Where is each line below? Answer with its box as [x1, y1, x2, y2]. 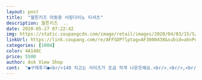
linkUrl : [6, 37, 28, 43]
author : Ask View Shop [6, 59, 63, 65]
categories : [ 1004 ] [6, 43, 55, 49]
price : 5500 [6, 54, 36, 60]
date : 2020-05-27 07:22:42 [6, 25, 74, 32]
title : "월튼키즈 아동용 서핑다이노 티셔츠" [6, 14, 103, 20]
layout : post [6, 8, 39, 15]
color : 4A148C [6, 48, 42, 54]
